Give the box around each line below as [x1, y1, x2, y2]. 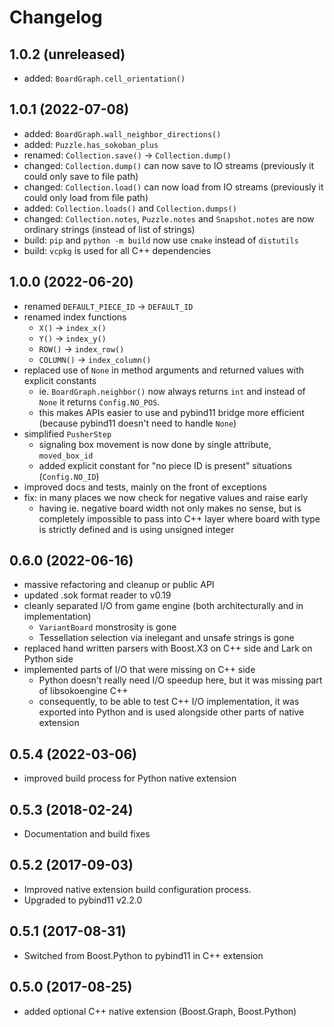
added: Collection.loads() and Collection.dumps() [23, 202, 237, 214]
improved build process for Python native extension [23, 772, 237, 785]
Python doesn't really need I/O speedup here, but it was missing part [38, 674, 323, 686]
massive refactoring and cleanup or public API [23, 579, 215, 591]
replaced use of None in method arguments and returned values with [23, 364, 305, 376]
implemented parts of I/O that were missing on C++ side [23, 664, 256, 676]
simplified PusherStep [23, 427, 112, 440]
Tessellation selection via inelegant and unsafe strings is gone [38, 632, 295, 644]
